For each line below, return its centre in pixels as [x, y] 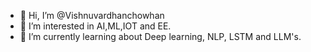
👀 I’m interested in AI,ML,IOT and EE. [95, 26]
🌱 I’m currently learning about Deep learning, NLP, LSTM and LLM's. [160, 36]
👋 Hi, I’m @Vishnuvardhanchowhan [92, 15]
